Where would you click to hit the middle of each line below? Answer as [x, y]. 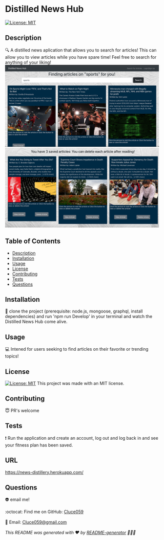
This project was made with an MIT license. [81, 383]
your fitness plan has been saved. [39, 445]
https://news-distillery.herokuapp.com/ [44, 472]
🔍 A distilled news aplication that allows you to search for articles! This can [81, 50]
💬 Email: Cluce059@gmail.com [36, 522]
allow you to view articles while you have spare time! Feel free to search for [81, 57]
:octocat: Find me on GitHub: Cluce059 [44, 512]
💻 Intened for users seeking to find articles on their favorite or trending [77, 349]
